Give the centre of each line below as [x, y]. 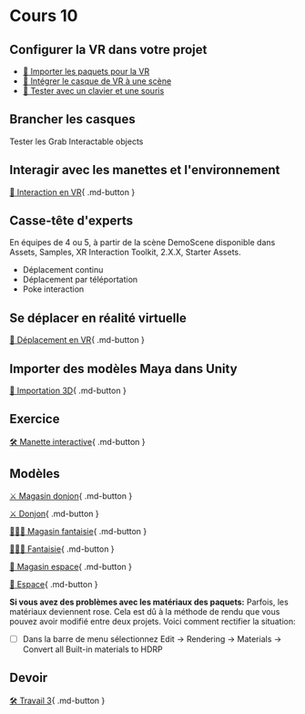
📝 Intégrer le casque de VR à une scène [97, 81]
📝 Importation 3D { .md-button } [68, 391]
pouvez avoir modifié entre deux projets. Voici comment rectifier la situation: [152, 621]
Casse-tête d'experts [71, 221]
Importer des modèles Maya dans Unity [124, 369]
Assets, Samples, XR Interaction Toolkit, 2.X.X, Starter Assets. [125, 253]
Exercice [35, 419]
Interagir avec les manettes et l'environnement [145, 170]
